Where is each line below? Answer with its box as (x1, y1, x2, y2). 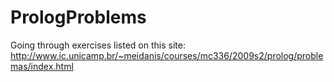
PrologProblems (10, 6, 147, 29)
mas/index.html (10, 60, 74, 72)
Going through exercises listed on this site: (10, 39, 186, 51)
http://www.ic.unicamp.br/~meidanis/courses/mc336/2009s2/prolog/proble (10, 49, 324, 61)
